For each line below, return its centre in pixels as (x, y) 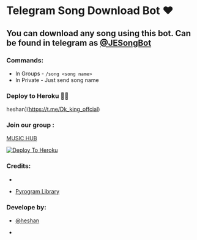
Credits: (19, 166)
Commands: (25, 60)
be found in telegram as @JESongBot (79, 43)
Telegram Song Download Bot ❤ (90, 11)
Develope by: (27, 207)
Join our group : (31, 125)
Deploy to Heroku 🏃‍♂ (38, 96)
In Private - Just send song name (57, 80)
